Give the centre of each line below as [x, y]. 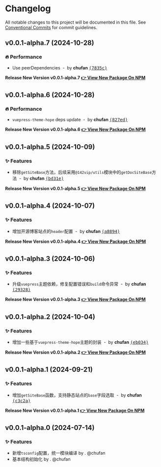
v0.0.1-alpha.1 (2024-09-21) [49, 370]
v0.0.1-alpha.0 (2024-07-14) [50, 428]
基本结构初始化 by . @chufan [41, 459]
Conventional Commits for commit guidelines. [51, 27]
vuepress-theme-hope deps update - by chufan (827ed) [70, 120]
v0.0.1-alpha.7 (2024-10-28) [50, 43]
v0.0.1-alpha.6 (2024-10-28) [50, 95]
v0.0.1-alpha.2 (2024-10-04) [50, 317]
